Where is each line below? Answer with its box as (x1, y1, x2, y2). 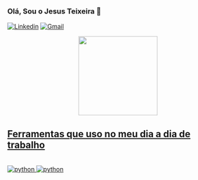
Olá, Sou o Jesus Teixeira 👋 (7, 6, 102, 16)
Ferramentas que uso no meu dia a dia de (7, 128, 191, 140)
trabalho (7, 139, 46, 150)
